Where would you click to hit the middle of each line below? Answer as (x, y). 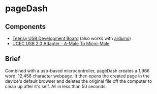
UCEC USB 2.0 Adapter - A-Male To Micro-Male (61, 44)
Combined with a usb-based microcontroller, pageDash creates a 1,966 (78, 70)
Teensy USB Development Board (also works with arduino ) (72, 38)
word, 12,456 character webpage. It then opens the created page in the (78, 76)
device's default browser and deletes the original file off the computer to (78, 81)
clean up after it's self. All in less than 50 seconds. (56, 86)
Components (25, 27)
